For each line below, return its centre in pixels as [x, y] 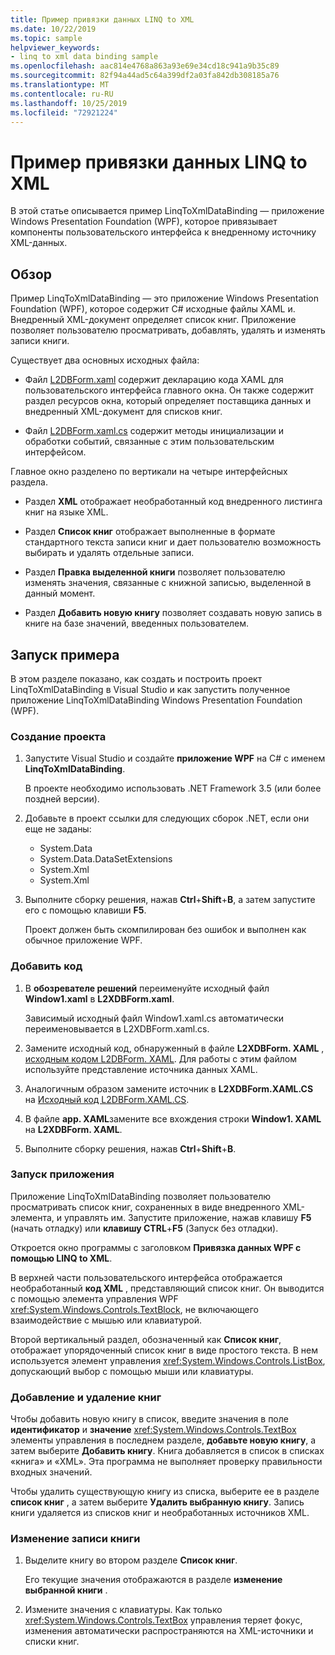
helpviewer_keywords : [55, 47]
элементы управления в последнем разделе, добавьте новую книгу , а [163, 1440]
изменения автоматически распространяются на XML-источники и [169, 1631]
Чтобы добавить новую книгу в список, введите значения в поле [149, 1419]
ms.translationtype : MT [60, 85]
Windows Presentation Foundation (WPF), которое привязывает [144, 222]
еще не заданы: [58, 829]
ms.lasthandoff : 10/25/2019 [69, 103]
